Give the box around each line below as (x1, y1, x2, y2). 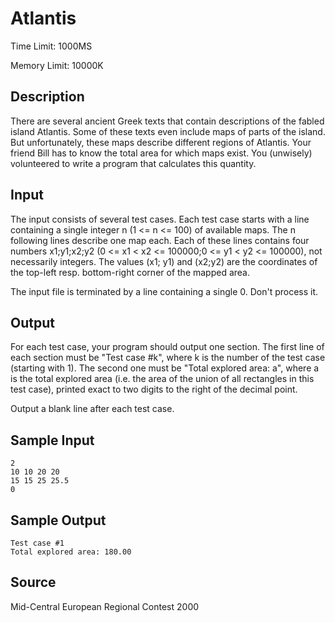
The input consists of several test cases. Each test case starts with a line (10, 213, 310, 225)
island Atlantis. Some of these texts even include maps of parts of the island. (10, 125, 326, 137)
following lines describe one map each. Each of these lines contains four (10, 234, 310, 246)
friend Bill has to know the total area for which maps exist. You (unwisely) (10, 147, 313, 159)
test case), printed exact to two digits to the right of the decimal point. (10, 383, 298, 396)
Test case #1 (10, 538, 65, 548)
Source (10, 574, 57, 591)
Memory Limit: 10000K (10, 59, 104, 71)
